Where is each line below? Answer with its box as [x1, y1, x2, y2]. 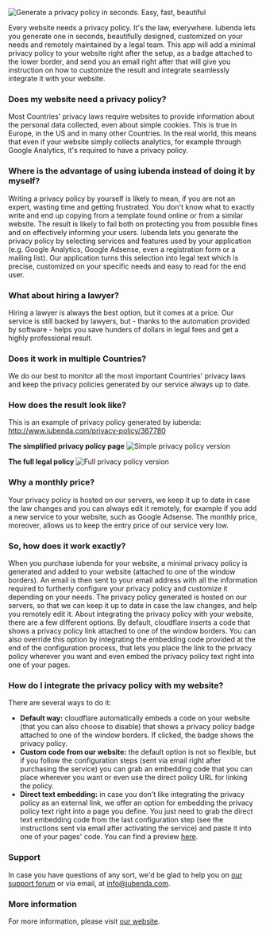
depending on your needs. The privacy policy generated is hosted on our [8, 592, 248, 602]
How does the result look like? [8, 399, 127, 410]
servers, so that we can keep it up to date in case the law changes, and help [8, 601, 257, 610]
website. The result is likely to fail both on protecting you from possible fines [8, 219, 258, 229]
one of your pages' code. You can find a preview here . [19, 832, 199, 842]
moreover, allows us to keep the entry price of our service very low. [8, 520, 229, 530]
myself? [8, 175, 40, 186]
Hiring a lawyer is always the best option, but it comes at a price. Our [8, 308, 234, 317]
